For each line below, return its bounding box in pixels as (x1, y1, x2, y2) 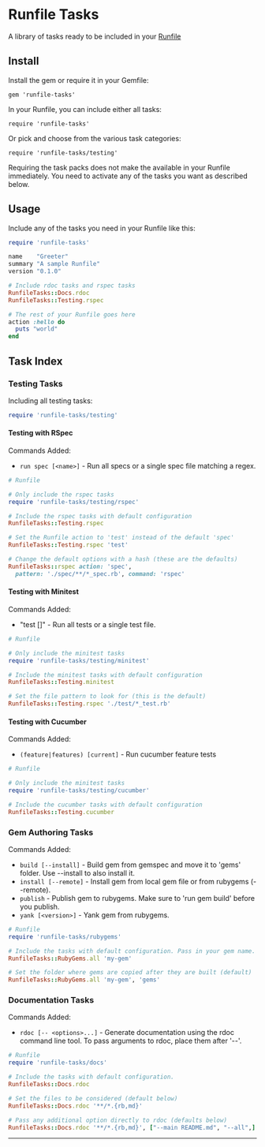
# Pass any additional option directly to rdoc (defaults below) (8, 1116, 227, 1124)
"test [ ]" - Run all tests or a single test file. (19, 619, 156, 629)
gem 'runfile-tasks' (8, 91, 77, 99)
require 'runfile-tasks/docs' (8, 1059, 108, 1067)
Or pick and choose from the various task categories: (8, 133, 181, 143)
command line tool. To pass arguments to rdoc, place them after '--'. (19, 1036, 242, 1046)
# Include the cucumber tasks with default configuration (8, 801, 203, 809)
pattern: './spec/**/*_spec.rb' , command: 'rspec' (15, 570, 185, 577)
